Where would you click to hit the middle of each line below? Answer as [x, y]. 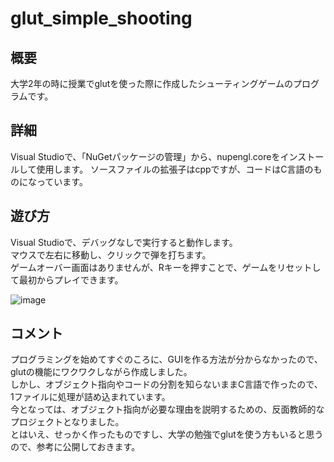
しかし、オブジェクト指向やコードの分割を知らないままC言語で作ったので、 [166, 384]
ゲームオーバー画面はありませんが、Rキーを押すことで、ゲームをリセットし [166, 267]
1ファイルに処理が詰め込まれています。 [90, 397]
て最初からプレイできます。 [67, 279]
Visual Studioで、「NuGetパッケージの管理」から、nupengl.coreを [145, 156]
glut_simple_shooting [101, 18]
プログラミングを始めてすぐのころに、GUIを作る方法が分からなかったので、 [166, 359]
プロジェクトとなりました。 [67, 422]
